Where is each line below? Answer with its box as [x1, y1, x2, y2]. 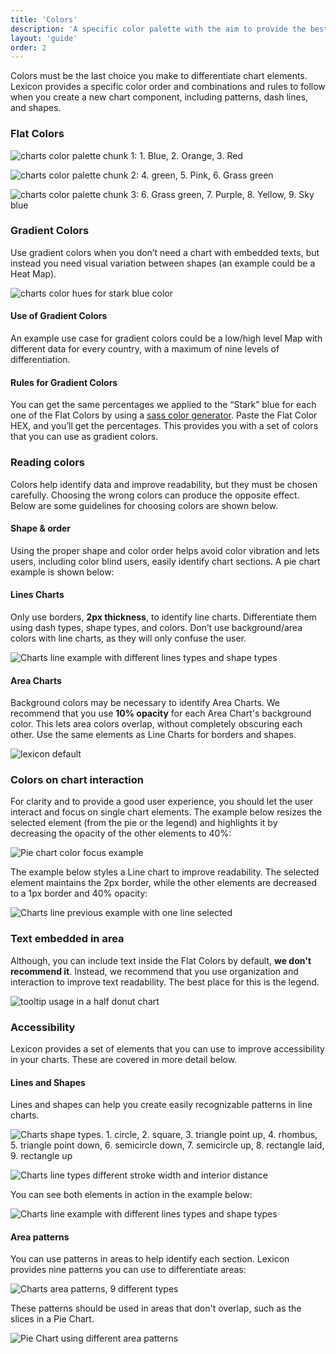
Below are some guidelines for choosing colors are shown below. [10, 499, 278, 511]
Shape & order [10, 522, 72, 535]
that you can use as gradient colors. [10, 431, 159, 443]
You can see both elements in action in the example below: [10, 1189, 253, 1201]
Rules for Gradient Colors [10, 376, 118, 388]
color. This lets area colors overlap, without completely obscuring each [10, 718, 303, 730]
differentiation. [10, 354, 71, 366]
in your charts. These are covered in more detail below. [10, 1054, 238, 1066]
